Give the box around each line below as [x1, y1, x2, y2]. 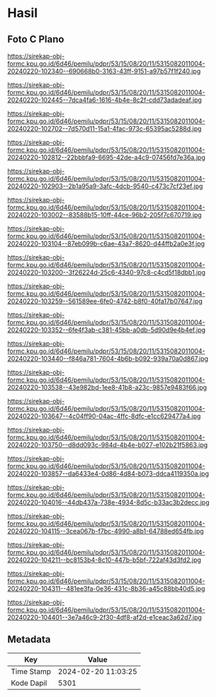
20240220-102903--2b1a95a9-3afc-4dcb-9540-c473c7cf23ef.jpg [7, 182, 203, 190]
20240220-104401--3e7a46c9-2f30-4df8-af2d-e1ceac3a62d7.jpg [7, 614, 202, 621]
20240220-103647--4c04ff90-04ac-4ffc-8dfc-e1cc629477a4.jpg [7, 412, 201, 420]
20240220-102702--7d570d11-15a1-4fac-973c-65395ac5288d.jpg [7, 125, 202, 132]
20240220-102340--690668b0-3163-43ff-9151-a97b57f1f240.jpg [7, 67, 201, 75]
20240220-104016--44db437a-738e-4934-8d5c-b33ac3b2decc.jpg [7, 498, 210, 507]
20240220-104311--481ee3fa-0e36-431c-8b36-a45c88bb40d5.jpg [7, 584, 205, 592]
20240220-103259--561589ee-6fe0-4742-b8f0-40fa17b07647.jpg [7, 297, 203, 305]
